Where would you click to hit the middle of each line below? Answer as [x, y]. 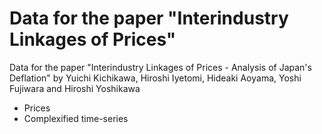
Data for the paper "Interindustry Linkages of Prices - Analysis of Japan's [160, 67]
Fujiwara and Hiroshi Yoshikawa [75, 88]
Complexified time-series [76, 118]
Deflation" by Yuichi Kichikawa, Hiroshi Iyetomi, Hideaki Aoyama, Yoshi [155, 78]
